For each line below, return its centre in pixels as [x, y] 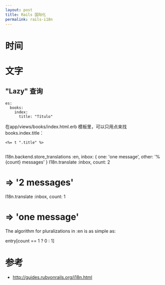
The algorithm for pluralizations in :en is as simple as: [61, 231]
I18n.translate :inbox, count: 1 [35, 196]
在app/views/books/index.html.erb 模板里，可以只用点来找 [66, 127]
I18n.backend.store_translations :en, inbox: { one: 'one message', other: [79, 156]
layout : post [19, 10]
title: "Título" [36, 116]
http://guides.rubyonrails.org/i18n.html [52, 277]
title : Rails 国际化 [26, 15]
